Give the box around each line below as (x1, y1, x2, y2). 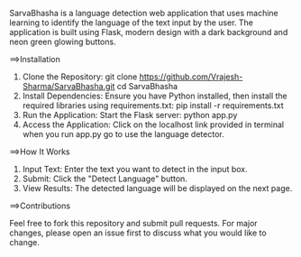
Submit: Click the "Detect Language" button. (22, 173, 187, 184)
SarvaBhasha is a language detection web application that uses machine (9, 8, 278, 18)
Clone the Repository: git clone (22, 71, 138, 82)
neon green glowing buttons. (9, 36, 116, 47)
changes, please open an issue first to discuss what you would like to (9, 227, 268, 238)
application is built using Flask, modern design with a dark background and (9, 27, 288, 37)
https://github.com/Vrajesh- (139, 71, 243, 82)
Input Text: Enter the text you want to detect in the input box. (22, 164, 248, 174)
